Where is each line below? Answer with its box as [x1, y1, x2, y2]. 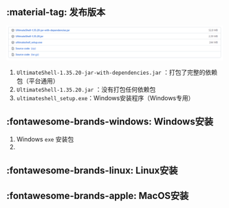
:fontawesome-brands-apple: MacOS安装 [6, 190, 189, 202]
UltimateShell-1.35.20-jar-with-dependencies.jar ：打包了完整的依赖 [16, 68, 218, 76]
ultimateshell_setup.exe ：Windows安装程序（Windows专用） [16, 93, 195, 102]
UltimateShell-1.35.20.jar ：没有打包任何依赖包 [16, 85, 156, 93]
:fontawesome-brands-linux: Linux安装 [6, 164, 178, 176]
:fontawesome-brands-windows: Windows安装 [6, 115, 214, 127]
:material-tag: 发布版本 [6, 6, 106, 19]
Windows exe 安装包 [16, 135, 74, 143]
